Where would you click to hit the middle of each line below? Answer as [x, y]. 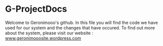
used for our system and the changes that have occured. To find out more [80, 27]
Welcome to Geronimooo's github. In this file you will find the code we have [82, 23]
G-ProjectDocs [36, 9]
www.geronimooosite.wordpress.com [43, 38]
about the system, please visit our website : [49, 33]
